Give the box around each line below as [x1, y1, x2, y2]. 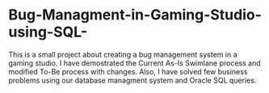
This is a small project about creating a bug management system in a [8, 49, 237, 59]
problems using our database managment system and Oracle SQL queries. [8, 75, 257, 85]
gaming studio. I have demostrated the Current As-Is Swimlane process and [8, 58, 261, 68]
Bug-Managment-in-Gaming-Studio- [8, 6, 263, 24]
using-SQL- [8, 23, 88, 41]
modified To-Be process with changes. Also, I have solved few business [8, 66, 248, 76]
